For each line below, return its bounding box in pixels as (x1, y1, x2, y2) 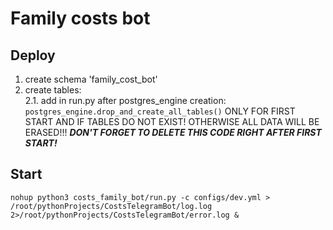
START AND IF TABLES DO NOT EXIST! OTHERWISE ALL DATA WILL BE (24, 116, 320, 127)
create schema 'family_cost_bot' (24, 73, 158, 85)
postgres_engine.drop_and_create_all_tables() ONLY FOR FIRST (24, 105, 296, 117)
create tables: (24, 84, 82, 96)
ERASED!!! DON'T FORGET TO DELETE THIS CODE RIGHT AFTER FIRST (24, 127, 322, 138)
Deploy (10, 47, 56, 64)
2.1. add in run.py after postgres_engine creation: (24, 95, 227, 106)
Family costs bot (10, 7, 151, 30)
